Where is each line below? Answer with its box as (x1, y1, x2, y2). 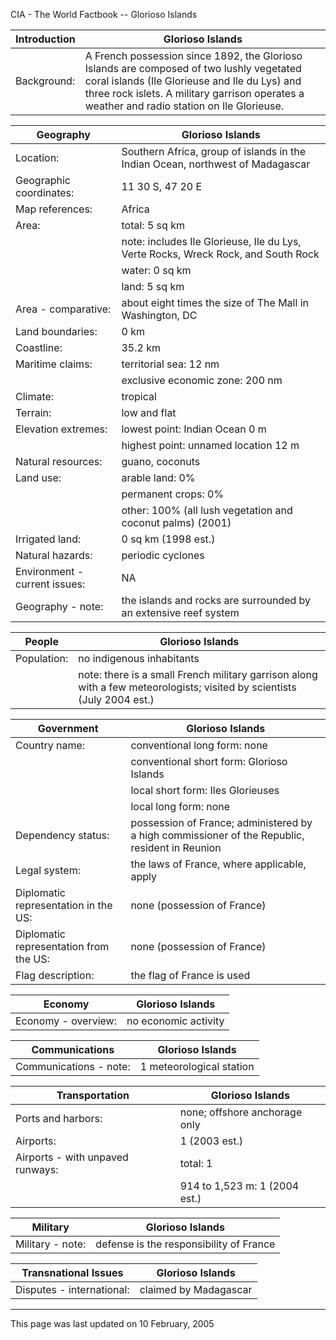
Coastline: (15, 341, 63, 354)
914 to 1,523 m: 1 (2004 (179, 1179, 300, 1193)
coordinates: (15, 186, 75, 199)
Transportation (56, 1089, 130, 1102)
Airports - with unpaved (15, 1150, 129, 1164)
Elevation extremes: (15, 422, 108, 436)
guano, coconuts (121, 455, 201, 468)
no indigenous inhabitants (78, 652, 200, 665)
